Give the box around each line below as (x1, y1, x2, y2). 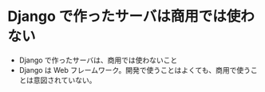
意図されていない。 (33, 75, 97, 85)
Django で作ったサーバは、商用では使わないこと (18, 55, 178, 65)
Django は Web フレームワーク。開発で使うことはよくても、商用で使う (18, 65, 251, 74)
